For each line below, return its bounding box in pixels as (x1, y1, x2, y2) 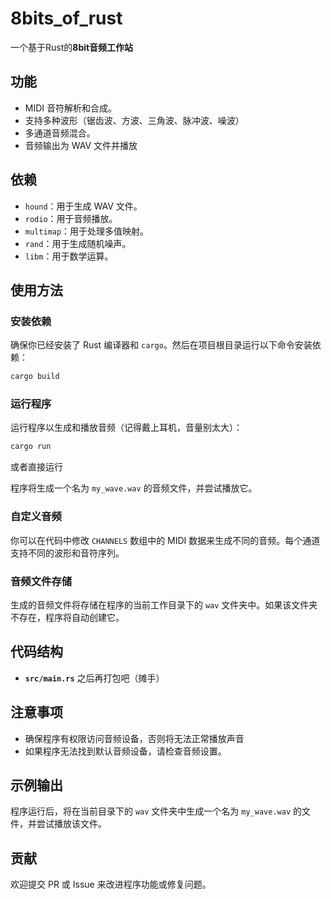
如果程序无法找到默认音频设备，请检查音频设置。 (24, 745, 227, 757)
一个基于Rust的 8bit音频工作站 (10, 41, 134, 53)
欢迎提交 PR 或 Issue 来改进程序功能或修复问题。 (10, 878, 212, 891)
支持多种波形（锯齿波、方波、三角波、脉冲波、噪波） (24, 114, 245, 126)
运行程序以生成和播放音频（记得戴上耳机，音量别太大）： (10, 422, 243, 434)
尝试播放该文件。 (36, 818, 107, 830)
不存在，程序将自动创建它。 (10, 611, 125, 623)
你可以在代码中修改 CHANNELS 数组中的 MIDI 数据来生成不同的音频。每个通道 (10, 534, 321, 546)
